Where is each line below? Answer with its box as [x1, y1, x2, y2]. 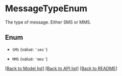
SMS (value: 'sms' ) [12, 46, 48, 52]
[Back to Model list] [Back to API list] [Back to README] [5, 65, 118, 71]
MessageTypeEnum [5, 3, 88, 14]
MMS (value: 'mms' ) [12, 56, 48, 62]
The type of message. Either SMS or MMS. [5, 19, 92, 25]
